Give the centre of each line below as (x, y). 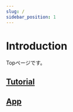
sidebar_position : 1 (31, 17)
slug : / (15, 11)
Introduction (37, 46)
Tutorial (20, 82)
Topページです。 (26, 63)
